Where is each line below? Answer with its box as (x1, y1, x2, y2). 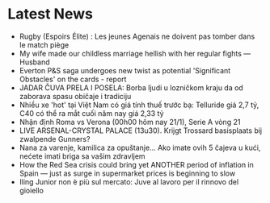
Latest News (7, 5, 94, 23)
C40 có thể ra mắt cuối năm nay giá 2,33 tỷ (19, 108, 164, 118)
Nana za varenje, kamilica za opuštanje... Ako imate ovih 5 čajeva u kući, (19, 143, 261, 152)
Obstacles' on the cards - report (19, 74, 127, 84)
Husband (19, 57, 50, 67)
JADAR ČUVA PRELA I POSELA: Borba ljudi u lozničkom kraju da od (19, 82, 243, 93)
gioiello (19, 185, 44, 195)
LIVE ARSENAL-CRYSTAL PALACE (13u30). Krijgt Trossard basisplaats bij (19, 126, 263, 135)
